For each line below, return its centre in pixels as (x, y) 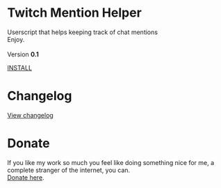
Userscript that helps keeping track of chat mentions (83, 32)
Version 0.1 (23, 54)
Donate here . (26, 177)
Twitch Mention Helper (75, 13)
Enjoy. (16, 39)
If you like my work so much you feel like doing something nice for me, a (111, 162)
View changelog (30, 115)
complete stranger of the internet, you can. (69, 170)
